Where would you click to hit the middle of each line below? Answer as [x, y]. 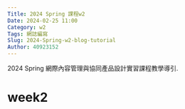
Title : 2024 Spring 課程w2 [46, 14]
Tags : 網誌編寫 [28, 34]
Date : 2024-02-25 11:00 [43, 21]
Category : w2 [27, 27]
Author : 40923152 [33, 47]
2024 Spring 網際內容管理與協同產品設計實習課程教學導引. [93, 68]
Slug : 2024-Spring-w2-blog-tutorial [62, 41]
